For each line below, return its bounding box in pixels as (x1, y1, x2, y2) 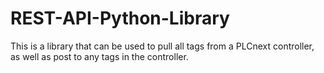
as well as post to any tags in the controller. (10, 50, 189, 62)
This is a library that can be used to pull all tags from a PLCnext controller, (10, 40, 315, 52)
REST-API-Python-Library (10, 7, 230, 30)
